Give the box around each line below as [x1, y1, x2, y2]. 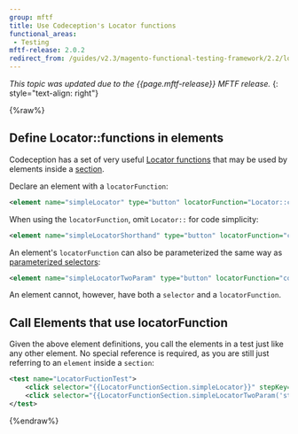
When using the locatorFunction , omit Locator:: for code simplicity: [9, 213, 259, 224]
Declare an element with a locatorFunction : [9, 181, 169, 191]
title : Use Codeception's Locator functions [9, 21, 176, 30]
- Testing [12, 37, 50, 47]
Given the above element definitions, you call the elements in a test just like [9, 338, 284, 350]
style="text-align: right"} [9, 88, 99, 98]
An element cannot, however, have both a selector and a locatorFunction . [9, 290, 282, 300]
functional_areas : [9, 29, 77, 38]
